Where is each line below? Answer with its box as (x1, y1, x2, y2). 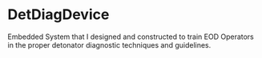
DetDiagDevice (7, 6, 110, 24)
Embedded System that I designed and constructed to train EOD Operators (7, 32, 254, 41)
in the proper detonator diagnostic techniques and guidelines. (7, 40, 212, 49)
